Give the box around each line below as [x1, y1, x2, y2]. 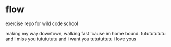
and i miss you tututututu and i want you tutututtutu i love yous [5, 36, 137, 42]
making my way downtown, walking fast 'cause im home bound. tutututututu [5, 30, 166, 36]
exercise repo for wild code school [5, 20, 78, 27]
